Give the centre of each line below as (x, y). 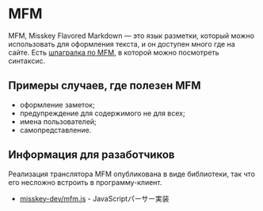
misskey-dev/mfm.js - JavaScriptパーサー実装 (94, 198)
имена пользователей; (58, 121)
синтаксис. (27, 61)
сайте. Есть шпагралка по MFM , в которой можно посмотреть (114, 52)
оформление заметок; (57, 104)
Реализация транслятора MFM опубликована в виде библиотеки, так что (132, 174)
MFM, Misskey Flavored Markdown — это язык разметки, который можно (131, 36)
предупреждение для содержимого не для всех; (102, 113)
